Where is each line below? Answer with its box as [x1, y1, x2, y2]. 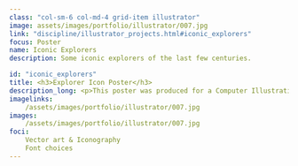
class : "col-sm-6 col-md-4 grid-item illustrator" [9, 12, 200, 22]
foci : [9, 127, 29, 137]
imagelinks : [9, 94, 53, 103]
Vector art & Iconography [25, 136, 122, 145]
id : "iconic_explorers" [9, 70, 98, 79]
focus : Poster [9, 37, 62, 47]
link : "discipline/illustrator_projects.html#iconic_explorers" [9, 29, 252, 38]
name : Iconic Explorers [9, 46, 98, 55]
